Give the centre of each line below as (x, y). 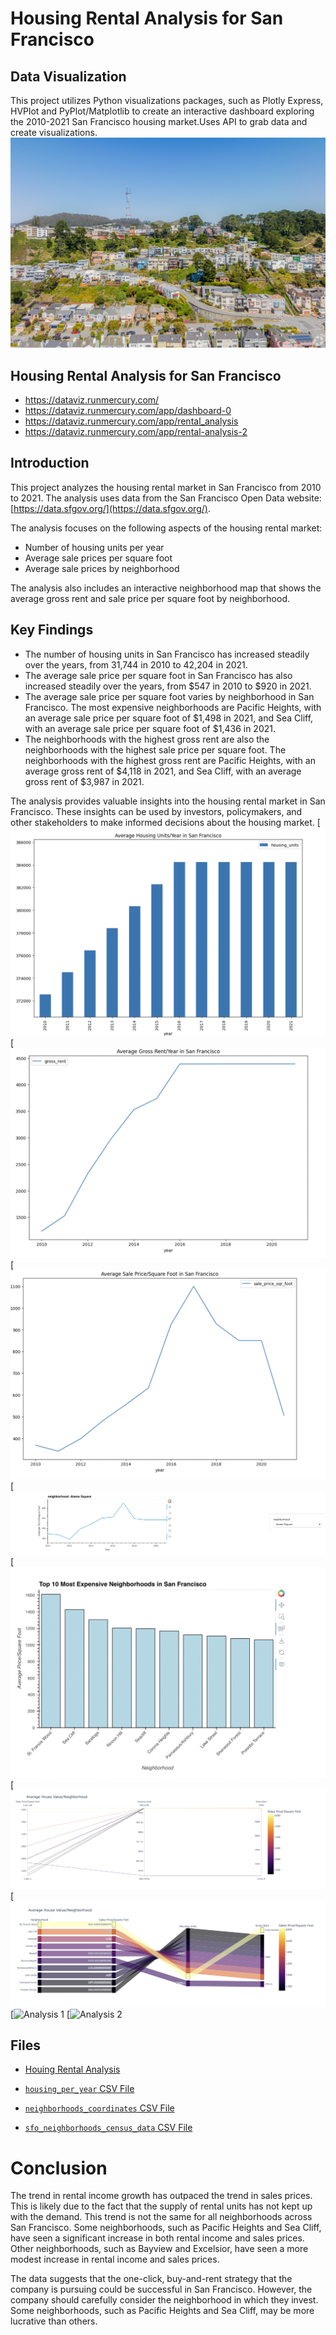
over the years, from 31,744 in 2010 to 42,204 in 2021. (136, 664)
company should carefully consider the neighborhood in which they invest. (164, 2300)
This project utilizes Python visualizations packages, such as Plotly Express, (167, 100)
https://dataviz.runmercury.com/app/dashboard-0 (128, 410)
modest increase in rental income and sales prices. (115, 2259)
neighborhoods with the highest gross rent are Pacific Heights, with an (170, 760)
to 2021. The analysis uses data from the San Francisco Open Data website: (166, 498)
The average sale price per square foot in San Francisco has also (158, 675)
